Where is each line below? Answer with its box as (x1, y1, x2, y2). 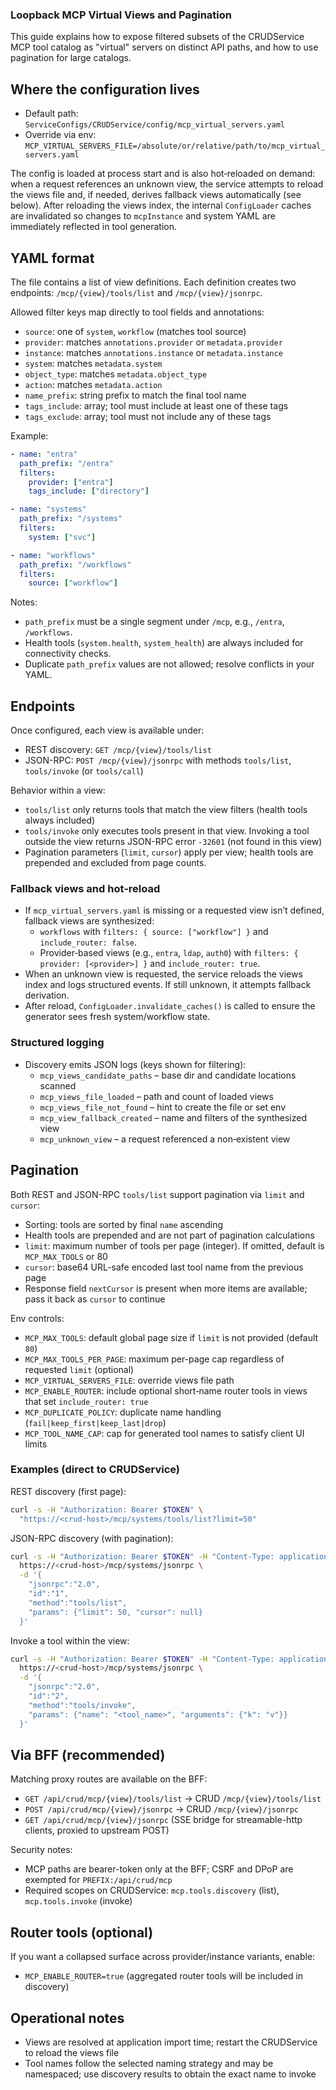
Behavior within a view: (10, 784, 106, 797)
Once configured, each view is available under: (10, 724, 205, 737)
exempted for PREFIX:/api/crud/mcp (24, 1874, 173, 1886)
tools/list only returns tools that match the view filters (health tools (24, 804, 308, 816)
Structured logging (10, 1036, 105, 1050)
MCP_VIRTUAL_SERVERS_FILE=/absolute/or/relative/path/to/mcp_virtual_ (24, 141, 326, 152)
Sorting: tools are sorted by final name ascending (24, 1218, 224, 1230)
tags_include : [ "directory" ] (28, 486, 150, 497)
